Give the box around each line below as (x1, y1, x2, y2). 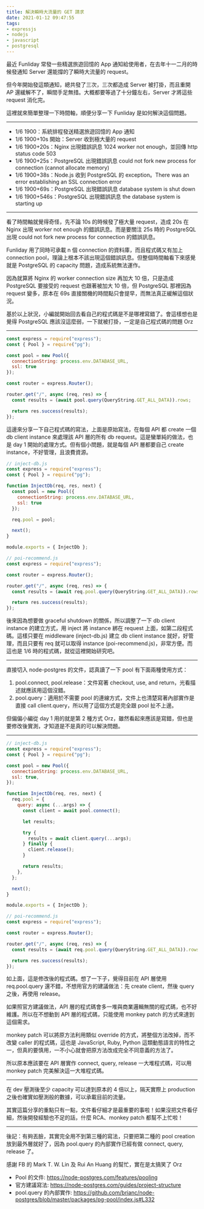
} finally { (22, 841, 53, 847)
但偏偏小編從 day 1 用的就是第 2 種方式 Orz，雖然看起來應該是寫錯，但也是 (6, 715, 193, 722)
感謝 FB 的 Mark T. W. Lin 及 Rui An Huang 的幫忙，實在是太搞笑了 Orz (6, 1161, 182, 1168)
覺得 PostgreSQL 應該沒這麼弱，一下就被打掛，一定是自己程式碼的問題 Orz (6, 317, 194, 325)
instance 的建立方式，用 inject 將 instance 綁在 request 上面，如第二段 (6, 625, 183, 632)
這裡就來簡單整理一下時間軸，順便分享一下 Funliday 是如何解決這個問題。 (6, 109, 190, 116)
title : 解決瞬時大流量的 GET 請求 (6, 9, 84, 15)
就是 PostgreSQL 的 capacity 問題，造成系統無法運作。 (6, 261, 144, 269)
